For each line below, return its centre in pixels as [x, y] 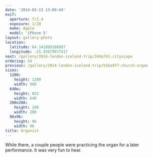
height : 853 [26, 93]
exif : [11, 14]
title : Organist [22, 130]
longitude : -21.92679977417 [39, 51]
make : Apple [22, 28]
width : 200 [25, 112]
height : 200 [26, 107]
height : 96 [25, 121]
